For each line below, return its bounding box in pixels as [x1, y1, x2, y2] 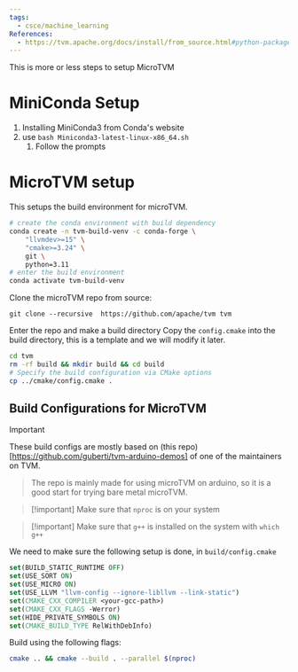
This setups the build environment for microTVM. [9, 201, 188, 213]
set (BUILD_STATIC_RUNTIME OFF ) [9, 564, 125, 573]
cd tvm [9, 352, 34, 361]
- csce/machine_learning [17, 21, 109, 30]
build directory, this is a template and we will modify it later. [9, 334, 226, 346]
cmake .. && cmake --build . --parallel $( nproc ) [9, 654, 197, 663]
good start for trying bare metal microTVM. [30, 487, 188, 497]
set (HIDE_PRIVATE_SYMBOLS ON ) [9, 613, 122, 621]
